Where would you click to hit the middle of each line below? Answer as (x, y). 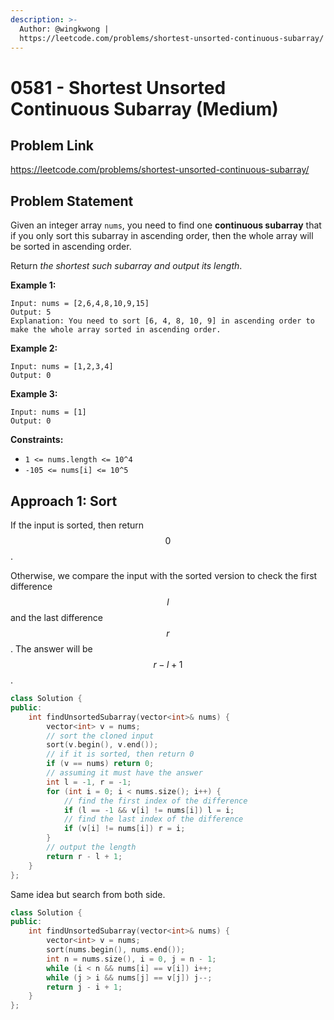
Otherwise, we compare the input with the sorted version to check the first (164, 575)
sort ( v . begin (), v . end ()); (102, 745)
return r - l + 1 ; (84, 856)
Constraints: (37, 440)
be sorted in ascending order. (71, 247)
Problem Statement (72, 201)
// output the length (91, 847)
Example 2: (34, 348)
